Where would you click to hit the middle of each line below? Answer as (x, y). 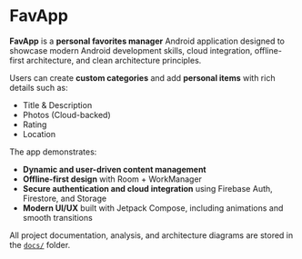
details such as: (39, 87)
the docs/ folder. (40, 244)
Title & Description (57, 105)
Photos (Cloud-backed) (66, 115)
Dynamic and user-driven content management (114, 169)
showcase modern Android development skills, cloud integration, (131, 50)
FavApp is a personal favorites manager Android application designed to (147, 41)
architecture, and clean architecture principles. (114, 60)
